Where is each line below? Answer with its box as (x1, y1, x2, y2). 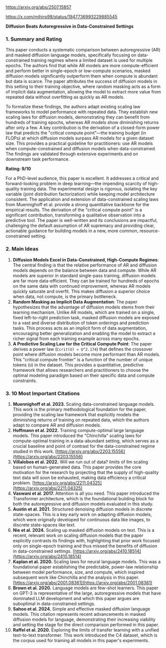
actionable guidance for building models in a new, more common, (5, 228, 139, 234)
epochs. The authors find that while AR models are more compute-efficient (5, 63, 159, 69)
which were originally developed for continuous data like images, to (12, 517, 150, 522)
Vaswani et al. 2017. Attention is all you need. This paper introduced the (12, 490, 160, 496)
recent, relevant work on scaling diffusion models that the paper (12, 532, 144, 538)
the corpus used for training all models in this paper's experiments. (12, 637, 150, 643)
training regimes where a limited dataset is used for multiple (31, 57, 153, 63)
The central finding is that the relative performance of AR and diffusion (12, 262, 157, 268)
